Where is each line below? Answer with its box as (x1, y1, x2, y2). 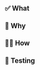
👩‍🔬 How (5, 39, 30, 48)
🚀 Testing (5, 56, 35, 65)
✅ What (5, 4, 30, 13)
